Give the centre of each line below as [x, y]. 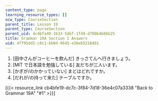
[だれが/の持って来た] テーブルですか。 [54, 78]
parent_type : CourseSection [35, 29]
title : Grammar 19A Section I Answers [46, 39]
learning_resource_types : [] [36, 15]
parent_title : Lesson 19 [32, 24]
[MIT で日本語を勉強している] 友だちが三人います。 [66, 65]
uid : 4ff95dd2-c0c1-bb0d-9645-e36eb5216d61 [52, 43]
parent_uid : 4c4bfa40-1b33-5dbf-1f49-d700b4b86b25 [60, 34]
